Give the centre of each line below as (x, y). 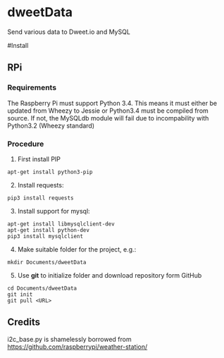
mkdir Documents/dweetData (47, 262)
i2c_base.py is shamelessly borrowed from (69, 339)
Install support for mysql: (54, 211)
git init (20, 294)
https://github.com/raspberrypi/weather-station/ (77, 347)
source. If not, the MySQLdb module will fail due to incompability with (108, 118)
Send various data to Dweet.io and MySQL (69, 32)
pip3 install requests (41, 198)
